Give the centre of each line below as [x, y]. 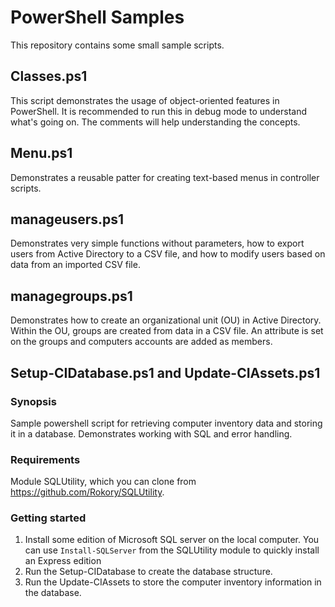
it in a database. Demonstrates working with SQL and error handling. [151, 433]
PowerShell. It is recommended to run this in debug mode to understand [159, 111]
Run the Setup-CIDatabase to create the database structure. [148, 572]
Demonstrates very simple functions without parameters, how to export [157, 243]
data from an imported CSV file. [75, 265]
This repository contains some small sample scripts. [117, 45]
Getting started [48, 518]
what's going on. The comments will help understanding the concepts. [155, 122]
